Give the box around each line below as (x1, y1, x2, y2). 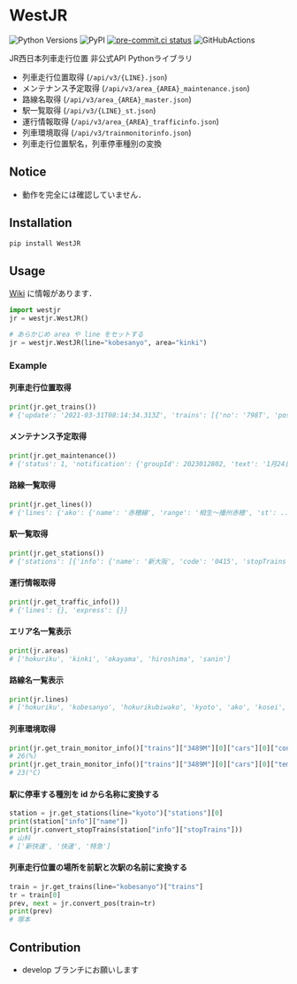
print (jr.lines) (9, 695, 69, 704)
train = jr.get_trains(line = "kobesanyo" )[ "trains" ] (9, 882, 203, 891)
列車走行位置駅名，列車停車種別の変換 (21, 138, 162, 149)
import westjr (9, 306, 62, 315)
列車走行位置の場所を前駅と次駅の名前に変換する (9, 862, 187, 873)
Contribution (9, 940, 81, 955)
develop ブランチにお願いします (21, 964, 140, 975)
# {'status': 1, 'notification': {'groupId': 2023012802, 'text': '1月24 (9, 459, 286, 468)
